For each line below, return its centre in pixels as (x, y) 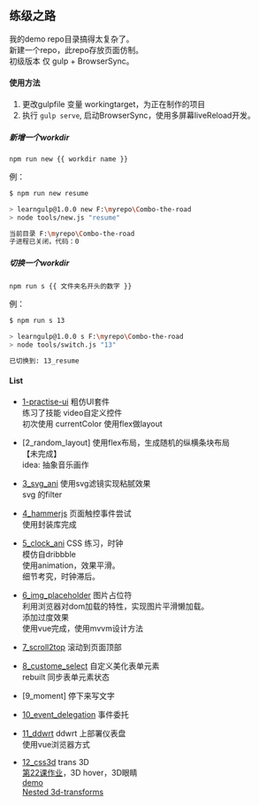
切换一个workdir (39, 263)
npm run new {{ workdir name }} (69, 159)
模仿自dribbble (49, 555)
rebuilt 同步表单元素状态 (66, 677)
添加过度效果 (45, 617)
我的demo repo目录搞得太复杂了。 (72, 39)
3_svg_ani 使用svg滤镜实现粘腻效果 (86, 484)
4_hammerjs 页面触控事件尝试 (76, 514)
